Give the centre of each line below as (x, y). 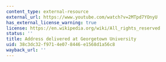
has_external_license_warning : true (51, 22)
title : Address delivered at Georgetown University (71, 39)
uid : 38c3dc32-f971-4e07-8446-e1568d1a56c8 (61, 45)
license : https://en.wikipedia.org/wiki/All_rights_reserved (83, 28)
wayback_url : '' (26, 50)
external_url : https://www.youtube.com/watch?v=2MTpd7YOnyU (82, 17)
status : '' (20, 34)
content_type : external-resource (47, 12)
